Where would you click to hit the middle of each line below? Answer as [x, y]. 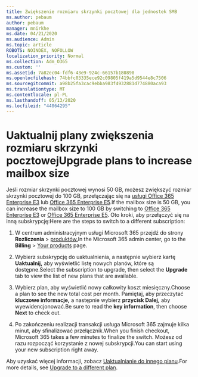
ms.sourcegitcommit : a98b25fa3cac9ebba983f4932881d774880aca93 [86, 84]
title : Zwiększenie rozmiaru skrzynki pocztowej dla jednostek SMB [92, 12]
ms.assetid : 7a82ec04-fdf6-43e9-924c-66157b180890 [70, 73]
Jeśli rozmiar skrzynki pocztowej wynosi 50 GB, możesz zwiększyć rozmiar [99, 190]
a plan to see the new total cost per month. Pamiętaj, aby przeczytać [99, 294]
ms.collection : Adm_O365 [37, 61]
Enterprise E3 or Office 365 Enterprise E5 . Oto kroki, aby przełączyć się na [98, 215]
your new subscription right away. [56, 350]
